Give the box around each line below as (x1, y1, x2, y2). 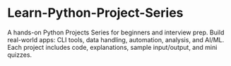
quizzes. (7, 51, 32, 59)
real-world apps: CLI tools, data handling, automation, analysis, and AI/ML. (7, 35, 225, 44)
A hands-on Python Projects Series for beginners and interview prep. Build (7, 28, 225, 37)
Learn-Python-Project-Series (7, 5, 184, 21)
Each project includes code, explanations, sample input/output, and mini (7, 43, 218, 51)
